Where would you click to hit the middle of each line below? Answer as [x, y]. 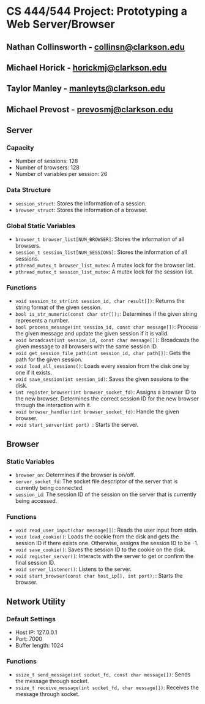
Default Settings [31, 619]
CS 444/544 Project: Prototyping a [97, 11]
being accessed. [36, 501]
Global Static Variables [41, 226]
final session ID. [35, 563]
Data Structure [29, 190]
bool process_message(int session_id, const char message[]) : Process [106, 327]
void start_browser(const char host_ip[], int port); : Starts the [99, 576]
